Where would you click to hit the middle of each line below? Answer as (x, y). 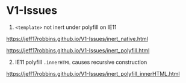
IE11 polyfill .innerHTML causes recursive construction (81, 62)
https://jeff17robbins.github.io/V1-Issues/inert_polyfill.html (78, 50)
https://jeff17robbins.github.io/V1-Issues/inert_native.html (77, 38)
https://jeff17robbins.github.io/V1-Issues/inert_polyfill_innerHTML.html (93, 73)
